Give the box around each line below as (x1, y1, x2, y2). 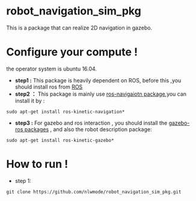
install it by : (14, 97, 45, 104)
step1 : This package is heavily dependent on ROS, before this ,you (14, 76, 182, 84)
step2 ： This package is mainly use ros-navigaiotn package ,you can (14, 90, 187, 97)
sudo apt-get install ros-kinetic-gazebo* (6, 137, 114, 143)
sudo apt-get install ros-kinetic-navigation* (6, 108, 125, 115)
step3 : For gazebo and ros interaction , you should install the (14, 119, 168, 126)
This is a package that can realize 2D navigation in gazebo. (6, 24, 152, 31)
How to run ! (6, 158, 69, 171)
